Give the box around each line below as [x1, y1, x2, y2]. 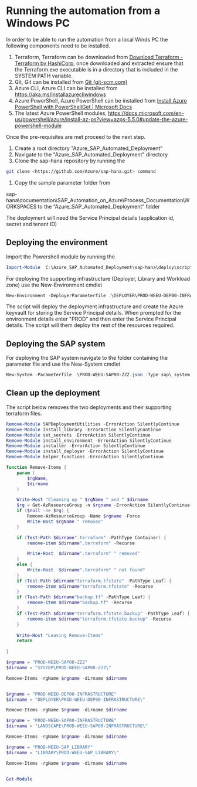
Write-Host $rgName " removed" [27, 519, 104, 524]
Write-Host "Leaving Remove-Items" [16, 632, 104, 638]
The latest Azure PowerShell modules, [14, 110, 107, 117]
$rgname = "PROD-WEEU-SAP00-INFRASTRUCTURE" [6, 718, 117, 724]
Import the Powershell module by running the [6, 253, 116, 260]
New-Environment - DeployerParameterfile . [6, 292, 111, 298]
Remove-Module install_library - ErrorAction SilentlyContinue [6, 427, 161, 432]
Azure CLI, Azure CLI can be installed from [14, 84, 118, 91]
